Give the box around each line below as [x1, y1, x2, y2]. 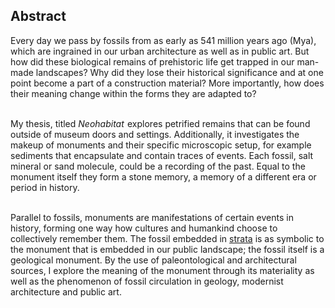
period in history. [10, 181, 80, 193]
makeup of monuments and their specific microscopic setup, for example [10, 139, 312, 151]
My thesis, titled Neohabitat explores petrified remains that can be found [10, 117, 311, 129]
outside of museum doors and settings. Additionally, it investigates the [10, 128, 300, 140]
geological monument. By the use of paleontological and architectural [10, 254, 297, 266]
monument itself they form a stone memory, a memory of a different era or [10, 170, 317, 183]
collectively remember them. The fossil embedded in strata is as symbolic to [10, 232, 325, 244]
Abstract [10, 8, 67, 25]
